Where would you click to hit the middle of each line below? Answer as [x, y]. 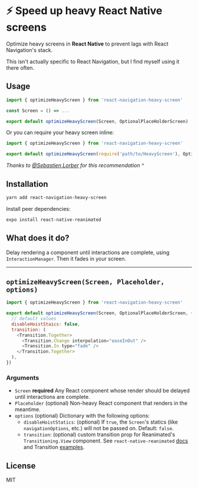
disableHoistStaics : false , [46, 324]
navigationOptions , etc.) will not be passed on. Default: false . [98, 428]
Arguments [23, 378]
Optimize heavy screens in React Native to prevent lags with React [88, 44]
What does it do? [38, 238]
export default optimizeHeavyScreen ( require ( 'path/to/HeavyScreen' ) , [93, 154]
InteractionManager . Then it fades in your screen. [66, 258]
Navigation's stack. [29, 50]
